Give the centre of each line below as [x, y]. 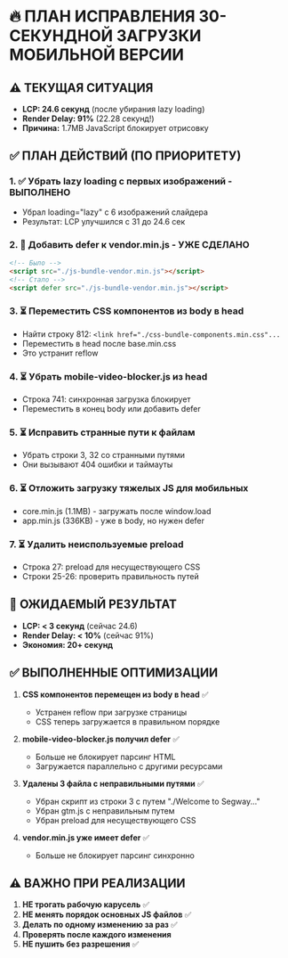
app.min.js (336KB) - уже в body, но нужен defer [113, 520]
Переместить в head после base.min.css [99, 343]
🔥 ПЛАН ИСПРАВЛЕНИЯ [102, 16]
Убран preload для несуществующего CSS [116, 820]
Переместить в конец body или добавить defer [112, 409]
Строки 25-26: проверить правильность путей [110, 576]
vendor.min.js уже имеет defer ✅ [86, 837]
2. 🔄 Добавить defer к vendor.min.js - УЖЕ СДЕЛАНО [130, 244]
